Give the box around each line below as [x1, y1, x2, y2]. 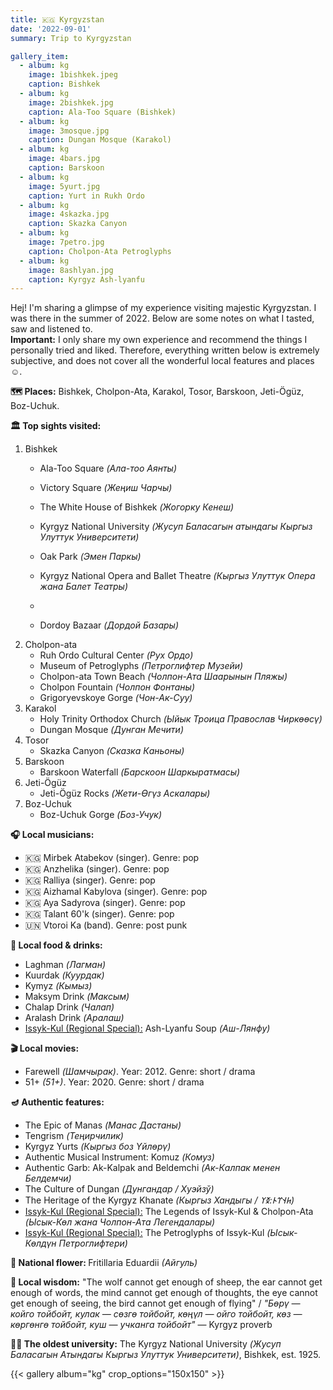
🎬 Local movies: [10, 1042, 80, 1055]
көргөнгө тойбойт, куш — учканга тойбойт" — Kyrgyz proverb [10, 1319, 273, 1331]
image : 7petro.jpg [28, 237, 105, 247]
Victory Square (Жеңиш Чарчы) [39, 482, 173, 494]
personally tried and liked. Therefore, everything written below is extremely [10, 344, 320, 356]
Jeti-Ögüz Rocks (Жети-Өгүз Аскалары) [39, 787, 211, 800]
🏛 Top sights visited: [10, 420, 102, 432]
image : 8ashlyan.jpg [28, 265, 114, 275]
